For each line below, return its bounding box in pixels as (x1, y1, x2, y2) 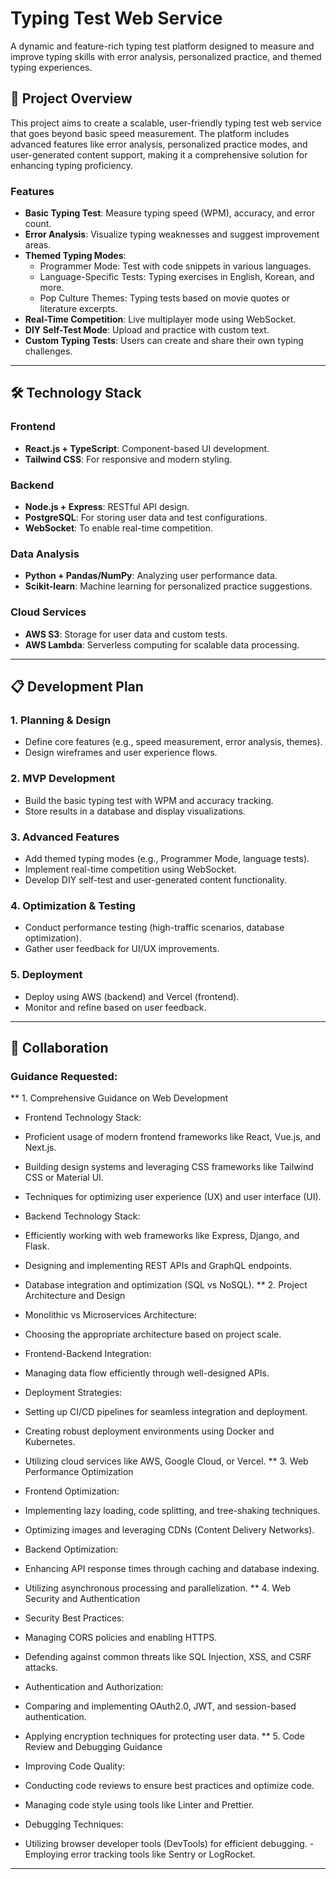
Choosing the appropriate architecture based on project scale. (24, 1328, 282, 1341)
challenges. (24, 345, 73, 357)
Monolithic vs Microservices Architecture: (24, 1309, 197, 1321)
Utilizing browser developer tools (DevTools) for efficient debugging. (24, 1838, 308, 1850)
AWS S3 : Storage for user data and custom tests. (24, 628, 228, 640)
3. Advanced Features (10, 830, 120, 844)
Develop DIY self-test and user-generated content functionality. (24, 873, 288, 886)
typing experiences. (10, 61, 93, 73)
